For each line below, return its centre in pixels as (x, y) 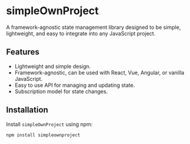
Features (23, 52)
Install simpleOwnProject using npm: (50, 124)
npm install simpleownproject (43, 135)
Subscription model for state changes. (61, 91)
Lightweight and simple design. (53, 66)
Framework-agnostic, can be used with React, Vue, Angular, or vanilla (99, 73)
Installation (27, 110)
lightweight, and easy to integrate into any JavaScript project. (81, 33)
